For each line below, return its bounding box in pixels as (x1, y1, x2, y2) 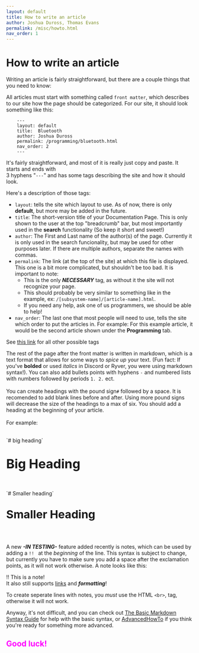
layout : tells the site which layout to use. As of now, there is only (14, 201, 172, 208)
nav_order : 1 (6, 31, 38, 37)
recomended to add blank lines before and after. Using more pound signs (6, 394, 185, 401)
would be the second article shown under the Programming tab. (14, 327, 172, 334)
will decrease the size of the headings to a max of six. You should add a (6, 401, 181, 408)
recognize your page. (23, 283, 76, 290)
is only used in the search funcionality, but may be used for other (14, 239, 174, 246)
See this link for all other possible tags (6, 338, 99, 345)
